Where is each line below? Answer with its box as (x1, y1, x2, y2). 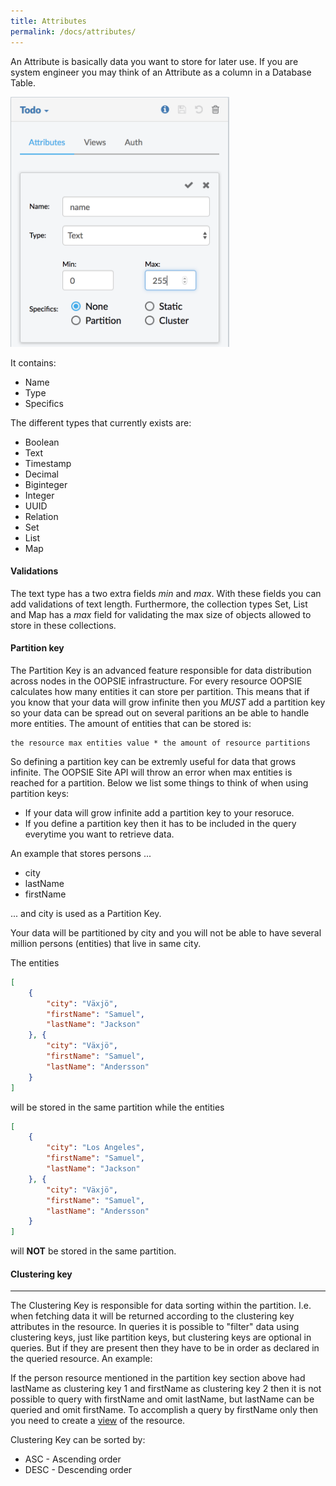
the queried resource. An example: (10, 1353, 153, 1365)
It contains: (10, 356, 57, 369)
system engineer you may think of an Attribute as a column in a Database (10, 66, 312, 78)
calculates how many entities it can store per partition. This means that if (10, 685, 310, 697)
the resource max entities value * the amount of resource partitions (10, 738, 311, 748)
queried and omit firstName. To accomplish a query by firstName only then (10, 1404, 319, 1416)
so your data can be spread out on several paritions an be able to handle (10, 706, 310, 719)
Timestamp (24, 457, 72, 469)
